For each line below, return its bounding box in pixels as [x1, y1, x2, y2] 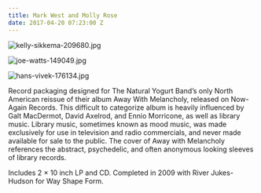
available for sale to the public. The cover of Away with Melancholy [8, 136, 226, 145]
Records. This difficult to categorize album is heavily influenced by [28, 103, 244, 112]
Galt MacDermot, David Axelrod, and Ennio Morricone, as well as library [8, 111, 241, 120]
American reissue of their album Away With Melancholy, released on [8, 94, 230, 104]
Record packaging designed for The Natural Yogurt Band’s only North [8, 86, 233, 95]
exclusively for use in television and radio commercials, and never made [8, 127, 241, 137]
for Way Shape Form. [35, 176, 104, 185]
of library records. [8, 152, 67, 162]
